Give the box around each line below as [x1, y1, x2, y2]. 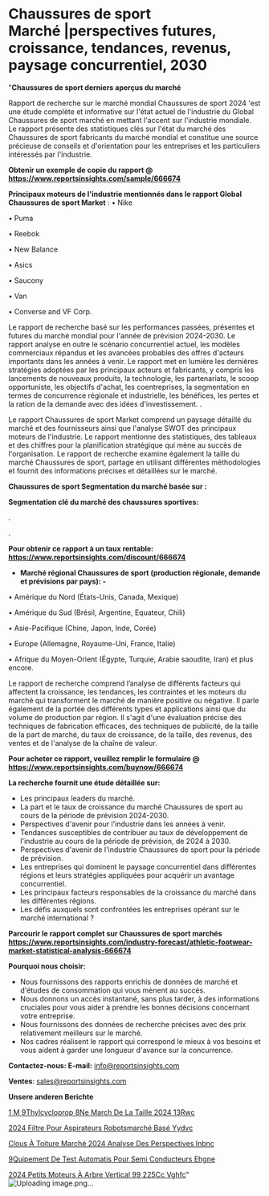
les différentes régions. [19, 895, 96, 905]
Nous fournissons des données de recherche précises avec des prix [19, 1019, 247, 1029]
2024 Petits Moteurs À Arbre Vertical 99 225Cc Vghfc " [8, 1169, 190, 1179]
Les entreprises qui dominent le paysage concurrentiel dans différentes [19, 862, 257, 871]
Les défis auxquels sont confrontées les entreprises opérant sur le [19, 904, 240, 914]
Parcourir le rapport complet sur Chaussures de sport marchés [8, 928, 222, 938]
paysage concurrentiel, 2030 [8, 56, 207, 75]
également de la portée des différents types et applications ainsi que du [8, 704, 247, 714]
